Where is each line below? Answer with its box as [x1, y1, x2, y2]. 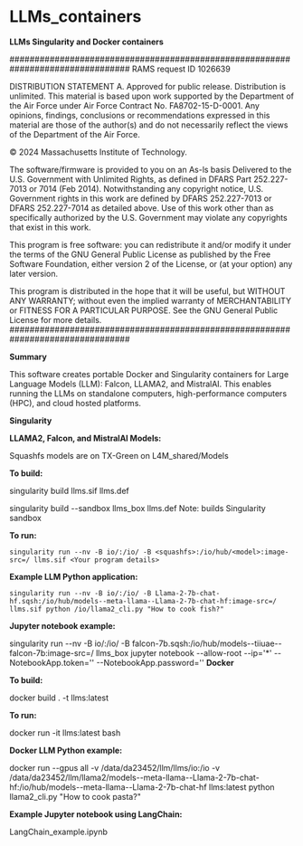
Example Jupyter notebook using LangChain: [9, 808, 183, 820]
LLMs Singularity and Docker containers [9, 36, 165, 47]
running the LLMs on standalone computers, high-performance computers [9, 387, 288, 399]
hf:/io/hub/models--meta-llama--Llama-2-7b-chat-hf [9, 781, 207, 793]
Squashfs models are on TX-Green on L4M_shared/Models [9, 450, 229, 461]
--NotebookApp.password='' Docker [96, 657, 234, 668]
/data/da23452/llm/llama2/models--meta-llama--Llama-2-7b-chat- [9, 772, 260, 783]
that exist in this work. [9, 222, 92, 233]
